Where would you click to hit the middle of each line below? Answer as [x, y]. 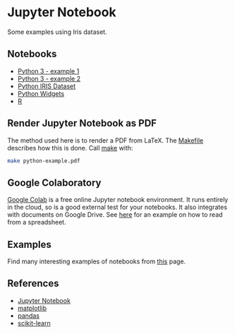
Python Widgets [41, 93]
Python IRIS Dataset [47, 86]
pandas [29, 316]
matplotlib [32, 308]
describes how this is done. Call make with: [70, 148]
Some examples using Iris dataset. [57, 32]
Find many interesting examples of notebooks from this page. [97, 261]
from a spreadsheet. [37, 222]
